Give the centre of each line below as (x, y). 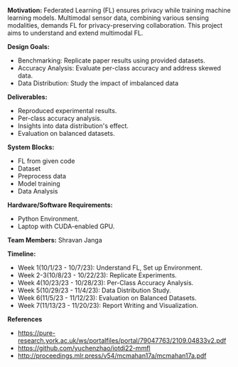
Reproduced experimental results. (67, 111)
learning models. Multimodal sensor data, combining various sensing (108, 18)
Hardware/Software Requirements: (60, 205)
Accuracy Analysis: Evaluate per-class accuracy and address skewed (119, 68)
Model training (39, 183)
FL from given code (46, 161)
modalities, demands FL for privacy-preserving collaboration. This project (115, 25)
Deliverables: (27, 97)
